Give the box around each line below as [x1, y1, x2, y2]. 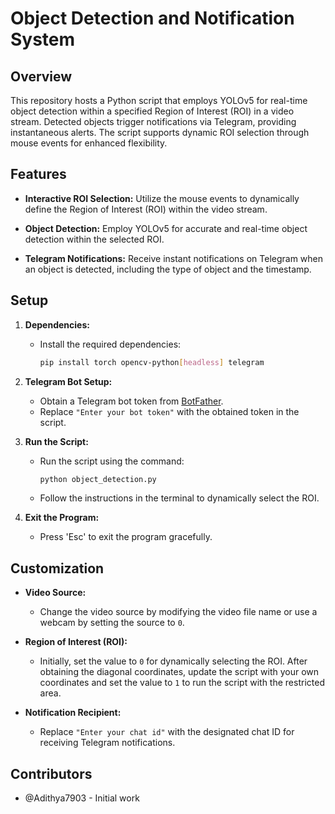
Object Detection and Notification [10, 7, 295, 30]
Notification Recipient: [24, 707, 122, 719]
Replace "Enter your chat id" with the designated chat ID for [39, 726, 295, 738]
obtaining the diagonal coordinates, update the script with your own [39, 666, 320, 678]
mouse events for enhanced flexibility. [10, 137, 168, 149]
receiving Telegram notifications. [39, 737, 176, 749]
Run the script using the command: [39, 455, 185, 467]
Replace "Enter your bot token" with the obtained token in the [39, 405, 300, 417]
